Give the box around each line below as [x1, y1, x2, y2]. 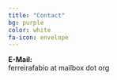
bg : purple [8, 19, 44, 27]
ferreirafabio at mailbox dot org [8, 64, 110, 73]
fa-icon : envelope [8, 33, 69, 42]
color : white [8, 26, 51, 34]
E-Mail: [8, 55, 33, 64]
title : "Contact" [8, 11, 66, 20]
